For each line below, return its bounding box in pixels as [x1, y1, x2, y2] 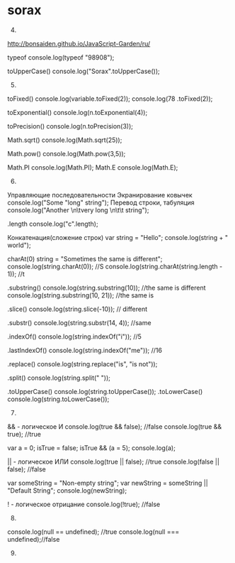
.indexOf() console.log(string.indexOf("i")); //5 [7, 332, 142, 341]
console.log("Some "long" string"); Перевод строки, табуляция [7, 198, 195, 207]
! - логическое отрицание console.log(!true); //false [7, 500, 161, 508]
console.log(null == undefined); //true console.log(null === [7, 528, 180, 536]
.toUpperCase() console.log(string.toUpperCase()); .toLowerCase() [7, 387, 203, 395]
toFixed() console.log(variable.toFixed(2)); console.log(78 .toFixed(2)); [7, 94, 213, 103]
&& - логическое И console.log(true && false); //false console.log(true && [7, 422, 222, 431]
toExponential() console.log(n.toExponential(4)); [7, 108, 148, 116]
